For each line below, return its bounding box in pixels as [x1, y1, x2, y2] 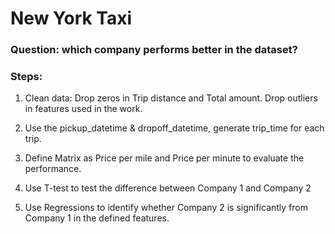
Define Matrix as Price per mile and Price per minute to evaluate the [24, 152, 305, 164]
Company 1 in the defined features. [24, 212, 170, 224]
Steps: [10, 70, 43, 84]
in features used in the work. [24, 103, 143, 115]
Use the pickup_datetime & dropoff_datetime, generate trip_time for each [24, 122, 325, 134]
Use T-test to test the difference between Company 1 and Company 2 [24, 182, 312, 194]
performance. [24, 163, 82, 175]
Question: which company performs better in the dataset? [10, 43, 298, 57]
